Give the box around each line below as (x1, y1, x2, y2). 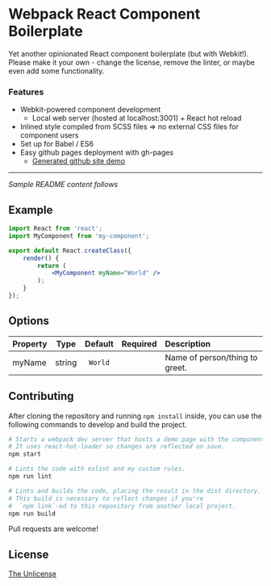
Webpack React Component (8, 5, 201, 23)
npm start (8, 450, 42, 458)
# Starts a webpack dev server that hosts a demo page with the (8, 435, 229, 444)
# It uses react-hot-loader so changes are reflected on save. (8, 443, 226, 451)
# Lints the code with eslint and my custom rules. (8, 465, 186, 473)
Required (121, 338, 157, 349)
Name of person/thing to (165, 351, 258, 363)
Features (8, 86, 44, 97)
